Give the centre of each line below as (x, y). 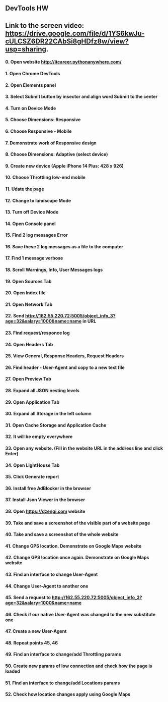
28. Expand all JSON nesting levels (42, 390)
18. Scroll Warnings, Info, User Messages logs (54, 270)
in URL (89, 321)
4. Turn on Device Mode (31, 108)
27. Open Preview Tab (28, 379)
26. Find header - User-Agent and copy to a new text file (65, 367)
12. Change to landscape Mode (38, 200)
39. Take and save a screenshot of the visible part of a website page (78, 523)
